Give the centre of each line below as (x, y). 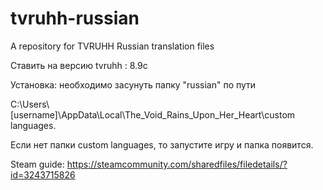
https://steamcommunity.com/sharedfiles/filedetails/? (177, 164)
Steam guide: (37, 164)
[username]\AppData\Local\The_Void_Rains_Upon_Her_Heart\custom (153, 114)
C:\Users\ (30, 104)
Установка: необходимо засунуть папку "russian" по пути (133, 84)
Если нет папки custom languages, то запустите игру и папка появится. (162, 144)
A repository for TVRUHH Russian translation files (112, 46)
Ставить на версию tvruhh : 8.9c (79, 65)
